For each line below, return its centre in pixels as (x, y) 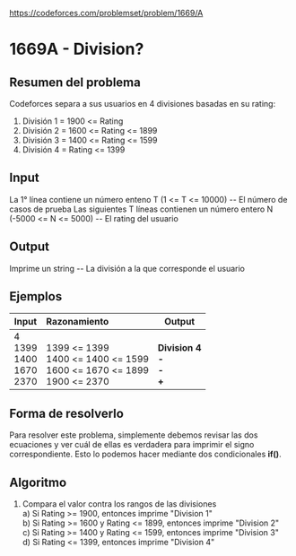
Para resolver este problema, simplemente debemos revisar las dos (134, 435)
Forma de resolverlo (66, 413)
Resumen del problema (75, 82)
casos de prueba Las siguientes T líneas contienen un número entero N (141, 209)
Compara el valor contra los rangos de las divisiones (119, 504)
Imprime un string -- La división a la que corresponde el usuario (127, 268)
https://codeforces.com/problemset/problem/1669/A (106, 13)
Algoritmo (38, 482)
